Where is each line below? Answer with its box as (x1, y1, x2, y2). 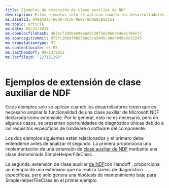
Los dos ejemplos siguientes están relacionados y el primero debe (5, 135, 144, 141)
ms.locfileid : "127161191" (5, 54, 62, 60)
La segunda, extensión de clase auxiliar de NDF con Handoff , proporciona (5, 161, 160, 167)
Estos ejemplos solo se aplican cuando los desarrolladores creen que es (5, 104, 156, 110)
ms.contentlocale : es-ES (5, 45, 58, 50)
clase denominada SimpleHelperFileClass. (5, 152, 93, 158)
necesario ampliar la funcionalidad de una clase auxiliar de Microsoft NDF (5, 109, 159, 116)
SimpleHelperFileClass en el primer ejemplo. (5, 177, 98, 183)
